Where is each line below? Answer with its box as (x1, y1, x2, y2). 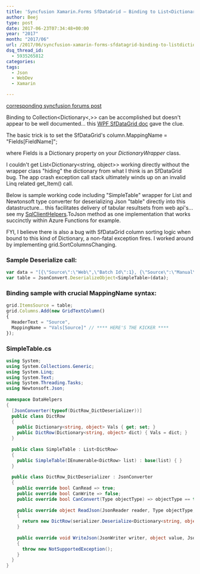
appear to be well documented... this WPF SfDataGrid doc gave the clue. (6, 120, 185, 127)
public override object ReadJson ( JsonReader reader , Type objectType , (17, 507, 196, 513)
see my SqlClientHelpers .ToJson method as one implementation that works (6, 211, 190, 217)
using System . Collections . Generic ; (6, 363, 95, 369)
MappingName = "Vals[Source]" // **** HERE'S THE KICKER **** (11, 325, 169, 330)
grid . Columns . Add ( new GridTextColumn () (6, 308, 105, 314)
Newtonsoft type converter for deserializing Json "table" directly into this (6, 198, 186, 205)
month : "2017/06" (6, 36, 49, 42)
